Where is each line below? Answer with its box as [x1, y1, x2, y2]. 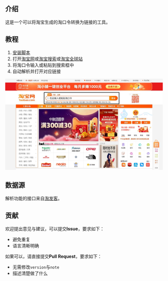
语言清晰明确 [12, 242, 39, 248]
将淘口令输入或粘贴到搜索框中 [12, 62, 74, 68]
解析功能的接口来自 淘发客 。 [5, 195, 62, 201]
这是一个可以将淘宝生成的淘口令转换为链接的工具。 [5, 19, 110, 25]
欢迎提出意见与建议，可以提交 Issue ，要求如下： [5, 225, 104, 232]
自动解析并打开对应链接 [12, 68, 61, 74]
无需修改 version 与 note [12, 264, 59, 270]
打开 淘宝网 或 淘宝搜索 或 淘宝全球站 [12, 56, 83, 62]
